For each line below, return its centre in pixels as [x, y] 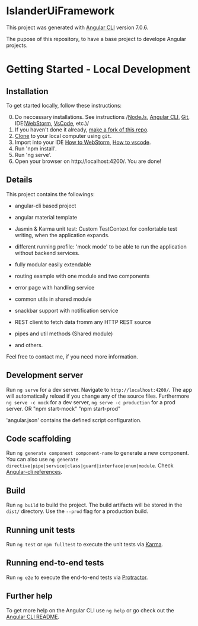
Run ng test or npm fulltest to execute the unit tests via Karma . [85, 544]
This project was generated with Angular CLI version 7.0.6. [77, 27]
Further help [30, 596]
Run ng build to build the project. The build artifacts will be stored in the [94, 505]
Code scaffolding [39, 438]
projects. [17, 45]
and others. [29, 345]
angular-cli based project [45, 206]
